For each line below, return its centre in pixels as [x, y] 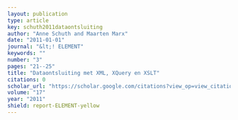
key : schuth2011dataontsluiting [55, 27]
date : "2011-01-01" [36, 40]
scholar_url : [27, 86]
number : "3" [25, 60]
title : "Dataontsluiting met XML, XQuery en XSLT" [84, 73]
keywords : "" [27, 54]
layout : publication [38, 14]
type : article [28, 20]
